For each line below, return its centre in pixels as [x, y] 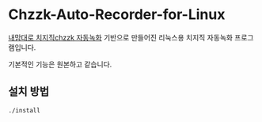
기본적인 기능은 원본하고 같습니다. [60, 64]
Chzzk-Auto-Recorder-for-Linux [117, 15]
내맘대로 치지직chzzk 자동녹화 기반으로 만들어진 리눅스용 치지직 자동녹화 [121, 37]
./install [25, 110]
